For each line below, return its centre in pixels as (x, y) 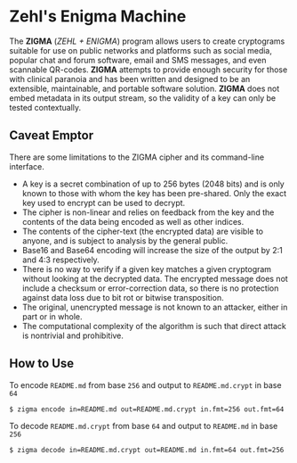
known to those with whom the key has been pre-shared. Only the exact (154, 193)
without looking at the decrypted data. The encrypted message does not (155, 278)
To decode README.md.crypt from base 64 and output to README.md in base (144, 426)
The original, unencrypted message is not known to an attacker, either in (155, 307)
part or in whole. (52, 316)
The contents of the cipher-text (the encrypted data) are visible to (143, 231)
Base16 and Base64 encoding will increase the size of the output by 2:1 (152, 250)
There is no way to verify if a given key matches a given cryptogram (147, 269)
